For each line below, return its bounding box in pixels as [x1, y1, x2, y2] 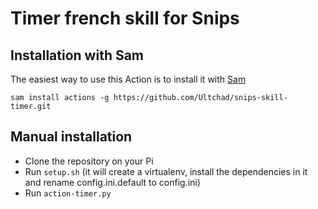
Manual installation [10, 128, 133, 146]
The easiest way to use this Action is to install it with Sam [10, 73, 247, 85]
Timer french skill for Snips [10, 7, 240, 30]
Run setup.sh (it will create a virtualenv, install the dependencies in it [24, 165, 308, 177]
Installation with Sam [10, 47, 145, 64]
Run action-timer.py [24, 187, 112, 199]
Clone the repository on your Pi [24, 155, 154, 167]
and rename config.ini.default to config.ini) [24, 176, 201, 188]
